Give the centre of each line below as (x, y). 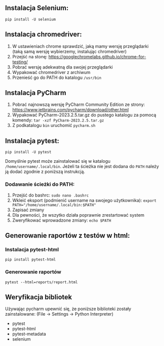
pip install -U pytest (28, 152)
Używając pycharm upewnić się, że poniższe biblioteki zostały (68, 309)
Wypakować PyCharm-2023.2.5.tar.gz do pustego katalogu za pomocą (84, 115)
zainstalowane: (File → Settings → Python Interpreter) (59, 314)
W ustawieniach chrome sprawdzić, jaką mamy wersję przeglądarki (80, 46)
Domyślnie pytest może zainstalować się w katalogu (58, 161)
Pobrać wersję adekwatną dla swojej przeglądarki (62, 67)
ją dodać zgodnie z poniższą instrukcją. (45, 172)
